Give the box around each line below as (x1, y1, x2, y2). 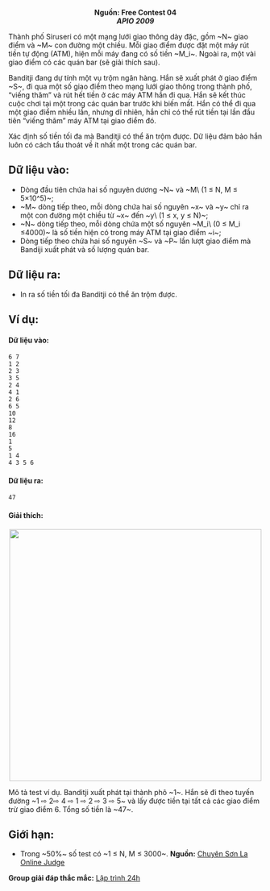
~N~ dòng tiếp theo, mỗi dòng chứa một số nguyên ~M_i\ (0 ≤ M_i (19, 218, 241, 229)
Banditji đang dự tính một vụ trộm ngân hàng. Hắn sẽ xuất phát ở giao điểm (8, 73, 258, 82)
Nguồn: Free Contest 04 (93, 8, 177, 17)
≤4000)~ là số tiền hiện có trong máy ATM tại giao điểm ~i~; (19, 227, 222, 237)
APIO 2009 (116, 16, 155, 26)
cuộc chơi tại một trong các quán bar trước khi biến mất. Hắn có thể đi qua (8, 99, 256, 108)
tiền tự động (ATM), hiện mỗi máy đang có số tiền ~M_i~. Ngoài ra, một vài (8, 49, 256, 58)
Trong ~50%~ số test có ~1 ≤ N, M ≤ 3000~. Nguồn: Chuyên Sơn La (19, 849, 248, 859)
